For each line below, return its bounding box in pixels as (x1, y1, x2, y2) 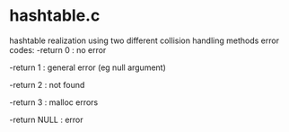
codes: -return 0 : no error (9, 44, 107, 55)
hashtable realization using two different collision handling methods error (9, 35, 280, 46)
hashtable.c (9, 5, 101, 26)
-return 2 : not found (9, 79, 85, 90)
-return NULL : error (9, 114, 83, 125)
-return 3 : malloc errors (9, 96, 99, 108)
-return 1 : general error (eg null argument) (9, 62, 166, 73)
